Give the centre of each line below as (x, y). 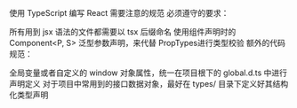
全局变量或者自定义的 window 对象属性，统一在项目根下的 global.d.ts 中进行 (148, 73)
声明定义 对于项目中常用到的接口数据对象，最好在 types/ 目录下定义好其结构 (149, 84)
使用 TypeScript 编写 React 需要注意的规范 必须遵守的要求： (119, 13)
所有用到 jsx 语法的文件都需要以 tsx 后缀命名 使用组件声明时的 (123, 32)
